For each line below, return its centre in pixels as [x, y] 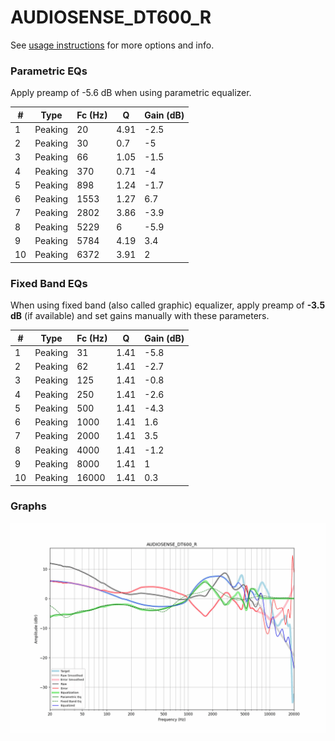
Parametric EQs [49, 71]
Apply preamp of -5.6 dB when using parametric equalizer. [131, 93]
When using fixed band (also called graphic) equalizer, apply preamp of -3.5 [168, 305]
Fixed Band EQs [49, 283]
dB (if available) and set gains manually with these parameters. [140, 316]
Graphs [28, 506]
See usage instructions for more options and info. [112, 45]
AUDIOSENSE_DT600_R [111, 17]
